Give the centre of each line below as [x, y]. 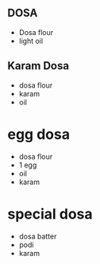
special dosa [50, 214]
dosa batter [38, 236]
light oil [31, 41]
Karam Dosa [38, 66]
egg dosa [39, 134]
